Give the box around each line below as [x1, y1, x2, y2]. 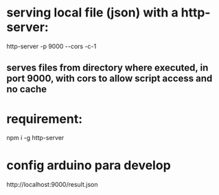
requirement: [6, 111, 83, 126]
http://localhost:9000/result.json [6, 181, 98, 189]
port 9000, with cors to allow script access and [6, 73, 213, 84]
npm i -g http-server [6, 134, 65, 142]
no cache [6, 84, 47, 95]
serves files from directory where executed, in [6, 62, 209, 73]
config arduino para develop [6, 158, 171, 173]
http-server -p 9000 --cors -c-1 [6, 42, 97, 50]
